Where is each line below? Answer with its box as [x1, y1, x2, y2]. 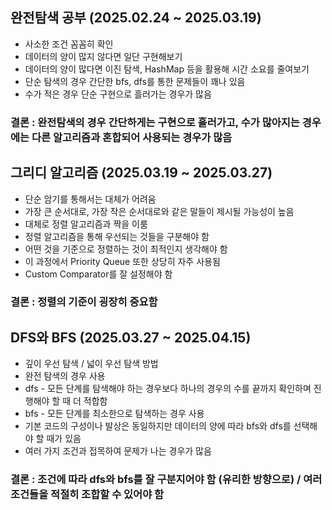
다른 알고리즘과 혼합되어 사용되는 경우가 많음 [31, 130, 233, 144]
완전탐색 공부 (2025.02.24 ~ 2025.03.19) [10, 9, 262, 27]
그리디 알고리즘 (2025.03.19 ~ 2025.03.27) [10, 164, 273, 182]
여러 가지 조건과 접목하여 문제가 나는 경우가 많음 [24, 445, 212, 457]
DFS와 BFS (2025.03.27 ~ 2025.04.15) [10, 329, 252, 346]
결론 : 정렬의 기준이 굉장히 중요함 [10, 295, 158, 309]
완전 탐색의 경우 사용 [24, 370, 106, 382]
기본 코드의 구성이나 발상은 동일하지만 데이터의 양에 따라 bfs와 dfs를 [24, 420, 292, 432]
